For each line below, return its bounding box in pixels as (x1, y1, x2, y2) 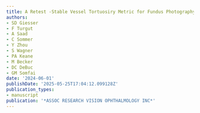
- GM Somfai (6, 70, 36, 76)
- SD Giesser (6, 20, 39, 26)
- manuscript (6, 92, 39, 98)
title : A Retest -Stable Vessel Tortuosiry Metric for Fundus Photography (6, 8, 196, 15)
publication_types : (6, 87, 55, 93)
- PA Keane (6, 53, 33, 59)
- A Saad (6, 31, 28, 37)
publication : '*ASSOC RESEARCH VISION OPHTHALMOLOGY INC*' (6, 97, 156, 103)
